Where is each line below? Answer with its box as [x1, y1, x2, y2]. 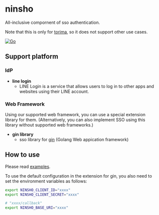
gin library [12, 131, 34, 137]
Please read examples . [5, 163, 51, 169]
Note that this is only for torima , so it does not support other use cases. [5, 29, 148, 35]
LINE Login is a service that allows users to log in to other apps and [19, 83, 154, 89]
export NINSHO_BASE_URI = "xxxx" [5, 205, 69, 210]
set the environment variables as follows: [5, 178, 88, 184]
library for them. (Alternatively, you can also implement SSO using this [5, 117, 145, 123]
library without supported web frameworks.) [5, 122, 94, 127]
